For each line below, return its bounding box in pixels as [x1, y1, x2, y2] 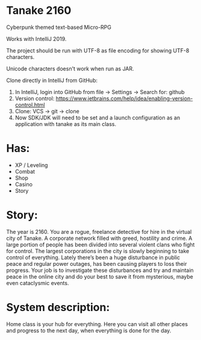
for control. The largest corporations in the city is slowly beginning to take [6, 247, 190, 254]
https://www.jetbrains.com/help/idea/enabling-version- [55, 95, 193, 102]
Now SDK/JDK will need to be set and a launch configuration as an [14, 114, 181, 121]
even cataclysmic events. [6, 279, 69, 286]
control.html [14, 101, 45, 109]
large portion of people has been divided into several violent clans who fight [6, 241, 195, 248]
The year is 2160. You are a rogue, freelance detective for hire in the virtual [6, 228, 192, 235]
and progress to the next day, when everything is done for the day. [6, 327, 172, 334]
